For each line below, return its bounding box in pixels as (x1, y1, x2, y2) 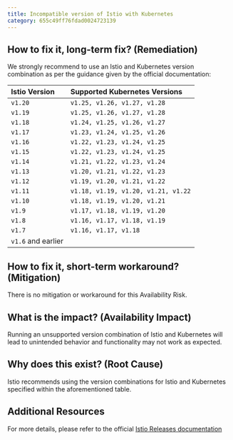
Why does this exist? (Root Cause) (7, 358, 164, 371)
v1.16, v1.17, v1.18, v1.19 (70, 217, 166, 225)
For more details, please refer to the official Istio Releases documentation (7, 424, 222, 433)
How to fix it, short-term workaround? (7, 260, 180, 272)
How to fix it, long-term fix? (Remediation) (7, 44, 198, 56)
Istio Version (11, 87, 55, 97)
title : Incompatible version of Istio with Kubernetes (7, 10, 174, 18)
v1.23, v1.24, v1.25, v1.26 (70, 128, 166, 136)
